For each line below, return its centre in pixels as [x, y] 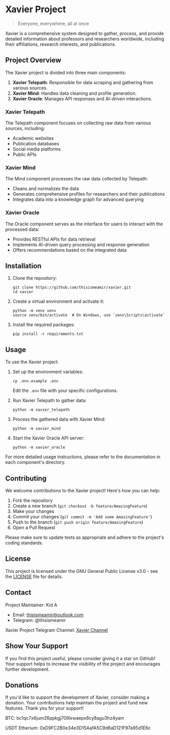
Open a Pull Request [34, 528]
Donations [22, 685]
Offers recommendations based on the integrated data [70, 250]
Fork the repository [33, 501]
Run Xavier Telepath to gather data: [49, 401]
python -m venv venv [34, 311]
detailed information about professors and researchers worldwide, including [85, 39]
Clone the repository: [35, 278]
